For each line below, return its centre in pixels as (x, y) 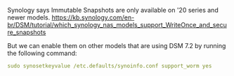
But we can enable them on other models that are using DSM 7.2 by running (117, 46)
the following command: (42, 53)
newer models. (29, 17)
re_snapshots (27, 32)
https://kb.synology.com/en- (93, 17)
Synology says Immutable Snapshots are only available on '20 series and (113, 10)
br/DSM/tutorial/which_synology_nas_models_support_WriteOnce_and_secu (117, 25)
